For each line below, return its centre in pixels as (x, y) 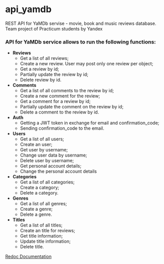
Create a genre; (36, 209)
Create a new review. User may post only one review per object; (87, 64)
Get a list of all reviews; (44, 58)
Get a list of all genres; (43, 204)
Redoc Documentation (29, 256)
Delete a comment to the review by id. (60, 112)
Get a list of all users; (42, 139)
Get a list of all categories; (47, 182)
